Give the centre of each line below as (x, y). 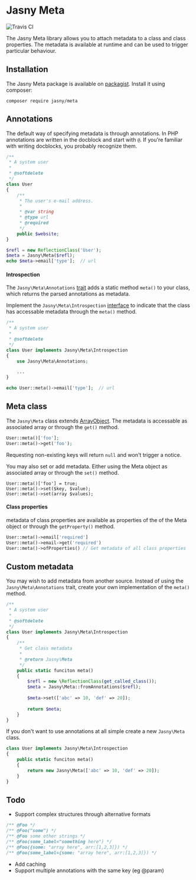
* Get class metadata (46, 649)
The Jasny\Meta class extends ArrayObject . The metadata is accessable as (97, 421)
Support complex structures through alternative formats (82, 814)
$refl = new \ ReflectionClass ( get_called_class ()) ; (92, 681)
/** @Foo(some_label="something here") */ (59, 842)
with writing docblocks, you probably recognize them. (72, 146)
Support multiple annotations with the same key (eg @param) (89, 870)
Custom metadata (40, 567)
